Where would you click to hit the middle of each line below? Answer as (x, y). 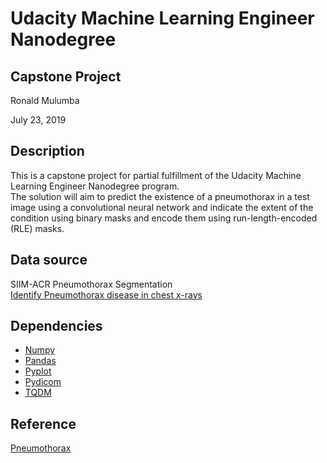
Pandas (40, 361)
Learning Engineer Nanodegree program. (95, 186)
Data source (49, 260)
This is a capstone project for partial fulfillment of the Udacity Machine (156, 175)
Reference (43, 423)
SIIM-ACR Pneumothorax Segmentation (91, 284)
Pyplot (38, 371)
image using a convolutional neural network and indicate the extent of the (162, 207)
